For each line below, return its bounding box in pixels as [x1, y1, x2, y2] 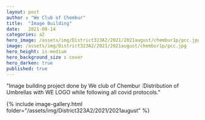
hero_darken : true [6, 60, 53, 66]
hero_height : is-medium [6, 49, 67, 55]
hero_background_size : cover [6, 54, 84, 60]
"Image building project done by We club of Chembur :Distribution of [6, 82, 179, 90]
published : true [6, 65, 48, 72]
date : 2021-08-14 [6, 26, 56, 32]
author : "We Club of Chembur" [6, 15, 86, 21]
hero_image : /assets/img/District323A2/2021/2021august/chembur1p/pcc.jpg [6, 37, 201, 43]
